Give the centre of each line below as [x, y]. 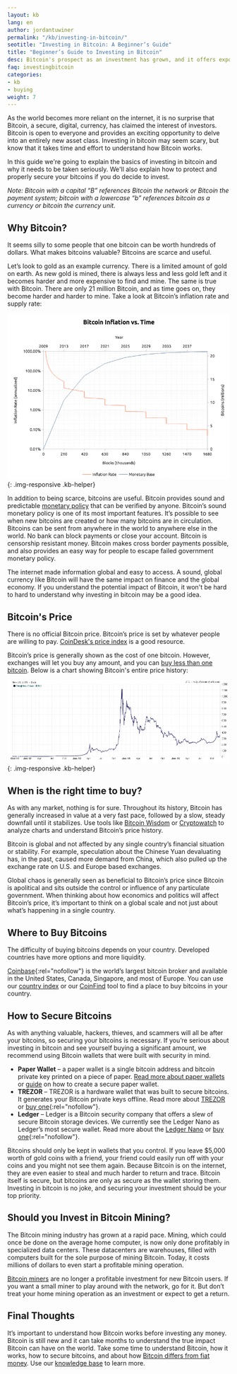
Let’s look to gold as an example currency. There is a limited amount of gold [117, 266]
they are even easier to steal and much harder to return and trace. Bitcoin [114, 1173]
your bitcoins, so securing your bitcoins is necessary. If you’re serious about [118, 1040]
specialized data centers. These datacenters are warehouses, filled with [112, 1249]
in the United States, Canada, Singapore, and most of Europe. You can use [115, 978]
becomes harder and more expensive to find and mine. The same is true [112, 281]
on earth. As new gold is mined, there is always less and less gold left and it [117, 274]
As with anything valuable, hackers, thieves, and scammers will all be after [115, 1032]
